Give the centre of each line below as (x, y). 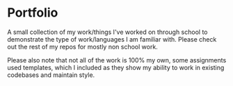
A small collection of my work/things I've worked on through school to (107, 32)
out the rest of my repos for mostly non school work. (82, 46)
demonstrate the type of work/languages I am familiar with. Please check (112, 39)
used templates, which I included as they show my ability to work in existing (116, 67)
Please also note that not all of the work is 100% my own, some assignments (117, 60)
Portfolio (33, 13)
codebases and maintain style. (51, 75)
